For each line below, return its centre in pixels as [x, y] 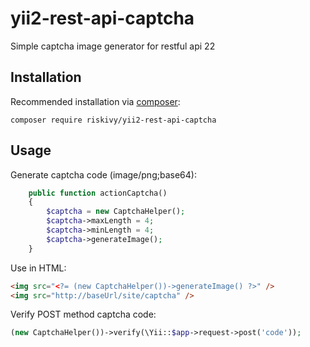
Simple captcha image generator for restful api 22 [113, 46]
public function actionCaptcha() [98, 193]
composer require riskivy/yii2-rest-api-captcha [113, 120]
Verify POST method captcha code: [83, 314]
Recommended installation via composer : [95, 101]
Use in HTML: [38, 268]
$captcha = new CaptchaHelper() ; [116, 212]
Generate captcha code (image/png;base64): [103, 174]
